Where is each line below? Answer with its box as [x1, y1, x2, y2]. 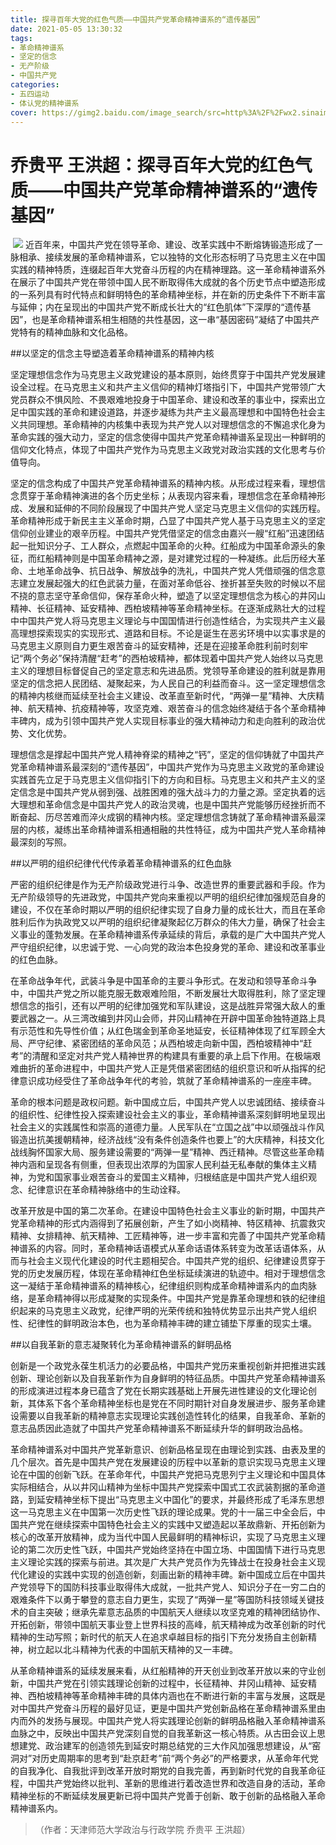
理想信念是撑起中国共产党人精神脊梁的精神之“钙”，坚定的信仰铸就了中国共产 [10, 749, 325, 761]
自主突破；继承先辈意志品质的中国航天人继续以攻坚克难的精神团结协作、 [27, 1606, 326, 1618]
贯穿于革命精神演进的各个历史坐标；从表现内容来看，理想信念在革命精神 [18, 490, 317, 502]
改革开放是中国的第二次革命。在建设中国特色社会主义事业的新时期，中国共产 [10, 1205, 326, 1217]
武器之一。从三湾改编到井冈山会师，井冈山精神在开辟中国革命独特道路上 [18, 1012, 317, 1025]
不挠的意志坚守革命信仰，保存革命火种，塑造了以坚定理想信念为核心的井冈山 [10, 590, 326, 602]
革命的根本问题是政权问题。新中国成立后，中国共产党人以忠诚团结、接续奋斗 [10, 1096, 326, 1108]
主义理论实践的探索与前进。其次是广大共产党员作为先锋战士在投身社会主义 [10, 1556, 317, 1568]
